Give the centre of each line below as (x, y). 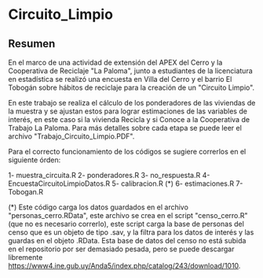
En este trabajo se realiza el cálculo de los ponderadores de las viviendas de (132, 103)
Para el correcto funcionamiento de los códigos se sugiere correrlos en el (127, 152)
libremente (26, 257)
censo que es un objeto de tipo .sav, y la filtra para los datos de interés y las (131, 232)
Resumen (32, 44)
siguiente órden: (35, 160)
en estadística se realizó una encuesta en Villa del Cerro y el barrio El (120, 79)
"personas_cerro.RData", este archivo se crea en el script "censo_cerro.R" (128, 215)
